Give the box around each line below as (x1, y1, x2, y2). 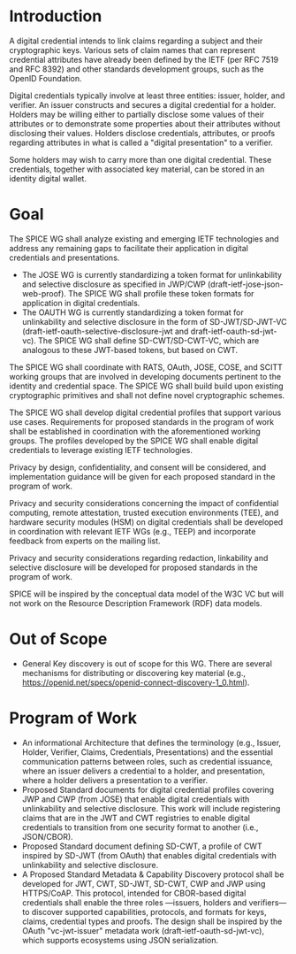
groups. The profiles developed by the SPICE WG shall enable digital (9, 435, 259, 446)
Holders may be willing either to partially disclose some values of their (9, 109, 265, 119)
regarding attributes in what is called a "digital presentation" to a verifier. (9, 137, 274, 148)
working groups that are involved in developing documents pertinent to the (9, 371, 281, 381)
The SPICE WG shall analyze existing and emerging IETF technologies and (9, 233, 280, 244)
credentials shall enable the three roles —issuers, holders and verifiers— (21, 896, 287, 908)
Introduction (9, 6, 102, 27)
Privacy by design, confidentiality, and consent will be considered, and (9, 462, 267, 473)
